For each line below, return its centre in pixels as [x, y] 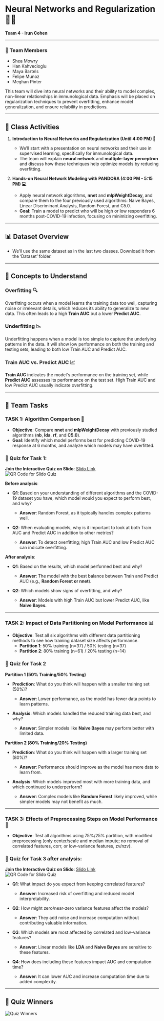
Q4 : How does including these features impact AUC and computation [82, 962]
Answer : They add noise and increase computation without [79, 918]
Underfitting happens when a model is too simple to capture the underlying [81, 339]
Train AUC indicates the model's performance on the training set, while [77, 375]
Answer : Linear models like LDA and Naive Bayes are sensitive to [86, 947]
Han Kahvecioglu [29, 66]
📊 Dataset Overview [37, 237]
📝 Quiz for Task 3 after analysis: [43, 858]
